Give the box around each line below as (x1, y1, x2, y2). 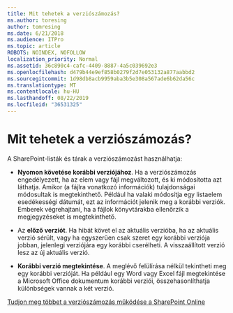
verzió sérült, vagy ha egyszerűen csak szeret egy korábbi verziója (17, 233, 211, 242)
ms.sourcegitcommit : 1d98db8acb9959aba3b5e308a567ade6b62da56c (7, 75, 195, 82)
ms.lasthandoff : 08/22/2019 (7, 95, 89, 102)
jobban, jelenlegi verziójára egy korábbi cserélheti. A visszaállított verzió (17, 240, 225, 249)
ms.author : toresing (7, 17, 68, 24)
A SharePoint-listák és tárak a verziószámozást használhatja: (7, 154, 183, 163)
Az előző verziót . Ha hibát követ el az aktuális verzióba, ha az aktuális (17, 226, 219, 234)
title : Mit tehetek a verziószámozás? (7, 10, 120, 17)
